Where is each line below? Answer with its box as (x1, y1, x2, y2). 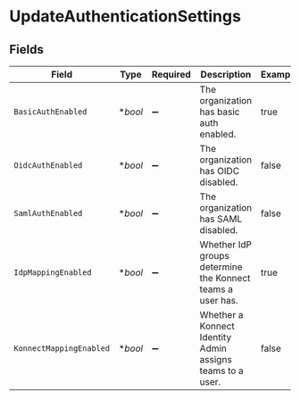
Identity (199, 331, 232, 343)
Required (151, 69, 192, 80)
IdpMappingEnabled (13, 268, 92, 278)
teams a (199, 283, 234, 296)
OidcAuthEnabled (13, 161, 83, 171)
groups (199, 250, 229, 262)
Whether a (199, 309, 244, 321)
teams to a (199, 364, 244, 377)
